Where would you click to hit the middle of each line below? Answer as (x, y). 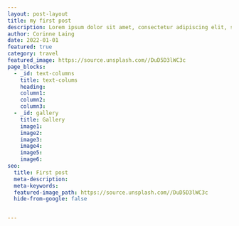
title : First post (41, 172)
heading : (33, 87)
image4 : (31, 146)
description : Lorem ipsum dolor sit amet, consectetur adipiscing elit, (117, 27)
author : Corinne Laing (41, 34)
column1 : (33, 93)
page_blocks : (27, 67)
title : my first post (39, 21)
